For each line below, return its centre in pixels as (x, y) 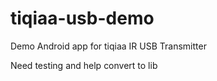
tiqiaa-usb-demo (82, 18)
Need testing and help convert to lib (84, 65)
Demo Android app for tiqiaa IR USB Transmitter (108, 46)
